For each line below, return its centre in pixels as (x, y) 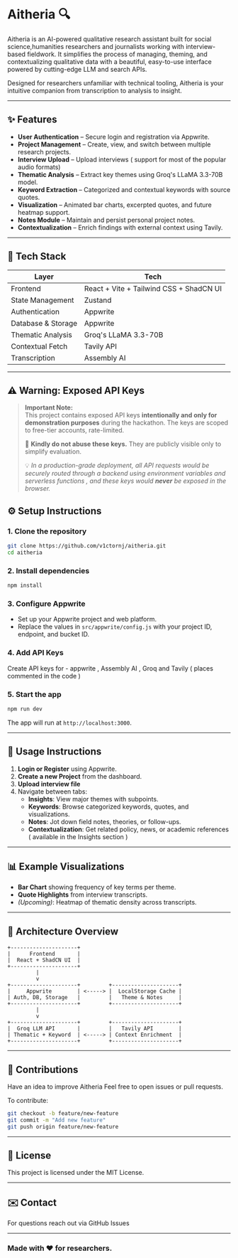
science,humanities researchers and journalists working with (96, 46)
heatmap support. (44, 212)
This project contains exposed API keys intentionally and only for (121, 415)
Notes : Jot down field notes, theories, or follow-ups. (105, 821)
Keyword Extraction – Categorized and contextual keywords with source (124, 189)
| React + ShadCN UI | (44, 960)
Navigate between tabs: (52, 791)
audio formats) (39, 167)
